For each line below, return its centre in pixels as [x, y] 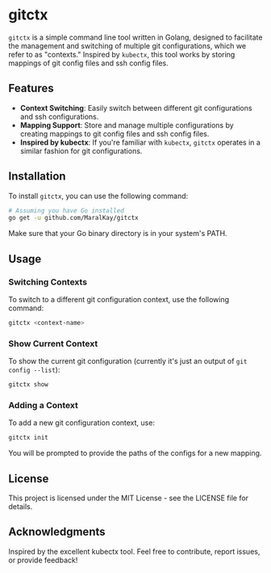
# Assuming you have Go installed [67, 211]
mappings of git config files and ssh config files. [89, 63]
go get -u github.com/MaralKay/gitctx [73, 218]
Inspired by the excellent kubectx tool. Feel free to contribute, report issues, [134, 551]
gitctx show [28, 385]
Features [31, 88]
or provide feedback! [43, 560]
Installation [37, 177]
